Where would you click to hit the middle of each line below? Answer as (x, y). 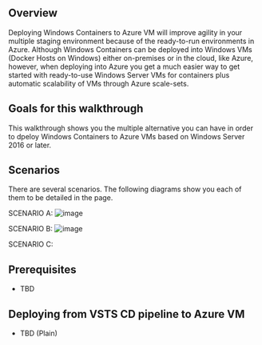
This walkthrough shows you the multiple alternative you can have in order (131, 128)
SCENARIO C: (31, 244)
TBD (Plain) (39, 333)
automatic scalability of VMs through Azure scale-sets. (99, 83)
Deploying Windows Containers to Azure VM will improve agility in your (125, 32)
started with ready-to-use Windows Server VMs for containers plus (119, 74)
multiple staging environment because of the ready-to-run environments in (131, 41)
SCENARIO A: (31, 213)
